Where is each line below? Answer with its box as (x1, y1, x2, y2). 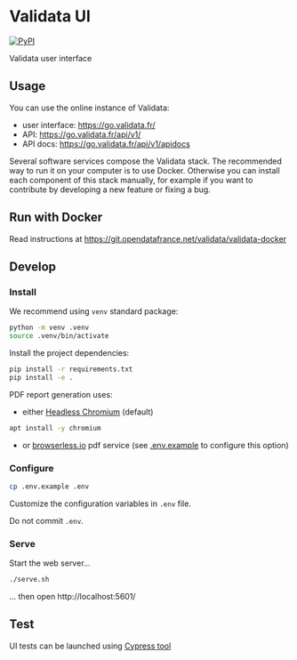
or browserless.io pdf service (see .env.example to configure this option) (21, 439, 289, 450)
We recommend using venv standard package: (9, 306, 179, 317)
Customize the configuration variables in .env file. (9, 498, 191, 509)
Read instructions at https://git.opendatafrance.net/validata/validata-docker (9, 233, 287, 244)
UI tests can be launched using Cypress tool (9, 640, 172, 651)
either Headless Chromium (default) (21, 406, 154, 417)
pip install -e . (9, 373, 74, 382)
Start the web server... (9, 558, 91, 568)
